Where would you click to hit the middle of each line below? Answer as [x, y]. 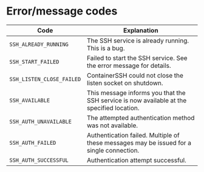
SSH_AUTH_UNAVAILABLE [40, 121]
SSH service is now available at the [137, 100]
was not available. [113, 125]
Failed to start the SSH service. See [137, 58]
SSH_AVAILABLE [30, 100]
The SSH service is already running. [138, 41]
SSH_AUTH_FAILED [33, 143]
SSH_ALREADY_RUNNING [39, 44]
